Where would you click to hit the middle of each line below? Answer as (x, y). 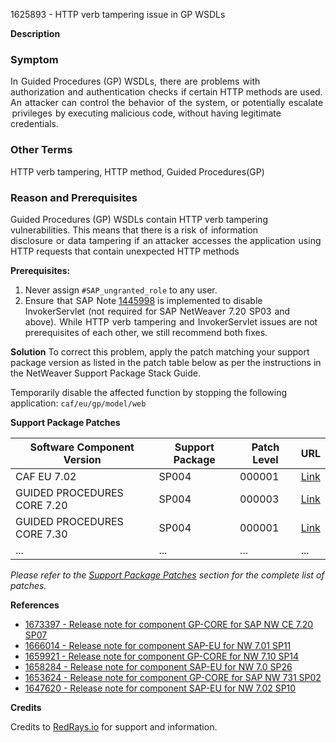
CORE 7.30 (41, 534)
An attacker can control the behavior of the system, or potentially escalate (167, 103)
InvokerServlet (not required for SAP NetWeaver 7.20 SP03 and (157, 311)
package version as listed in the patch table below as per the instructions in (166, 362)
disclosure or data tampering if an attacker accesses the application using (166, 240)
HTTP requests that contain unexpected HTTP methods (125, 251)
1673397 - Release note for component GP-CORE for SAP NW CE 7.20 (169, 624)
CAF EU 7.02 (46, 476)
